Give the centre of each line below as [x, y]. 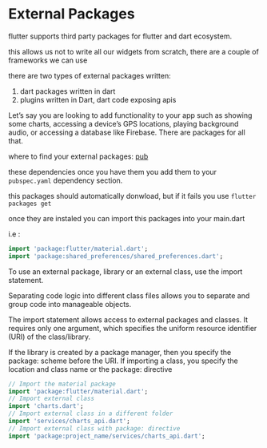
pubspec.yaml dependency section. [66, 180]
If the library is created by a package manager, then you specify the [120, 352]
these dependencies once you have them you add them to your [113, 172]
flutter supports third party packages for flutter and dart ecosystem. [120, 36]
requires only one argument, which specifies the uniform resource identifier [133, 328]
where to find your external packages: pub [78, 156]
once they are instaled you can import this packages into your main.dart [127, 218]
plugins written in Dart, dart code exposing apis [98, 99]
